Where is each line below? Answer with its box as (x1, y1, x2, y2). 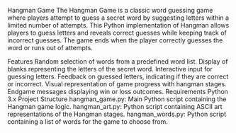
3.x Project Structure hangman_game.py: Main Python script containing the (7, 95, 227, 103)
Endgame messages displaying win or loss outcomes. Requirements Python (7, 88, 229, 96)
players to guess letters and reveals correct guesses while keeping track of (7, 28, 227, 37)
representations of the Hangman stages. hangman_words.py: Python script (7, 110, 227, 118)
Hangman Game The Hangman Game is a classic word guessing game (7, 6, 213, 14)
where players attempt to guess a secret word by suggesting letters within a (7, 13, 229, 22)
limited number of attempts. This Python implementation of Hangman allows (7, 21, 230, 29)
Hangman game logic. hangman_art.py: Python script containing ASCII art (7, 103, 223, 110)
